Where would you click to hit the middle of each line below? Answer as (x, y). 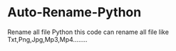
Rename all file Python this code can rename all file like (88, 32)
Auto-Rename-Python (74, 12)
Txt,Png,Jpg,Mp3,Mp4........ (47, 39)
